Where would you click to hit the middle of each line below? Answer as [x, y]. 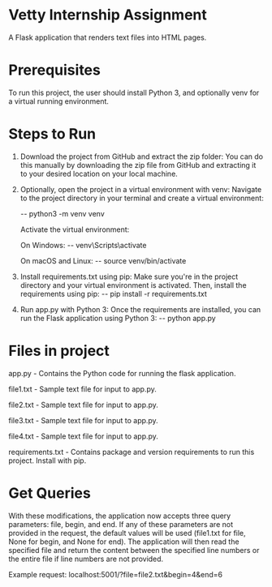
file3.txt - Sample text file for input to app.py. [83, 420]
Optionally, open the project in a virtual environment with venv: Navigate [141, 189]
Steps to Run [52, 134]
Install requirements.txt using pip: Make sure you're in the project [129, 276]
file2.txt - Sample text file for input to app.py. [83, 405]
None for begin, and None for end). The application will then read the [124, 542]
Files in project [59, 351]
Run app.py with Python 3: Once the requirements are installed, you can [140, 309]
